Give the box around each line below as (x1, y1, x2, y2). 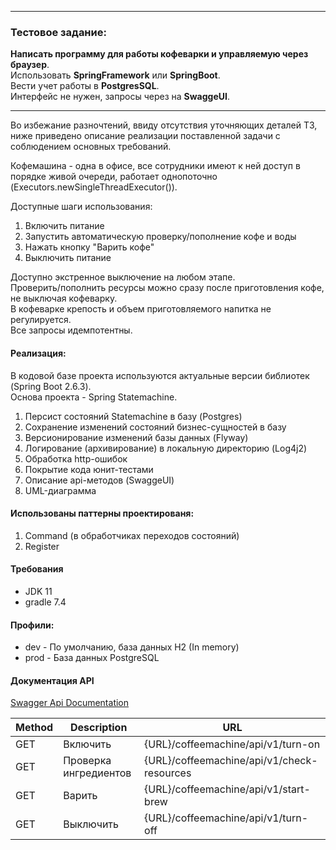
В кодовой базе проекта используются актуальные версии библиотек (10, 369, 310, 381)
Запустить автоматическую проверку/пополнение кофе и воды (24, 231, 297, 243)
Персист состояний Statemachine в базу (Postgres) (24, 410, 243, 422)
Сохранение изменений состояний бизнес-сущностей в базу (24, 421, 287, 433)
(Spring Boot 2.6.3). (10, 380, 92, 392)
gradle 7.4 (24, 596, 67, 608)
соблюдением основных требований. (10, 141, 172, 153)
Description (69, 721, 128, 735)
